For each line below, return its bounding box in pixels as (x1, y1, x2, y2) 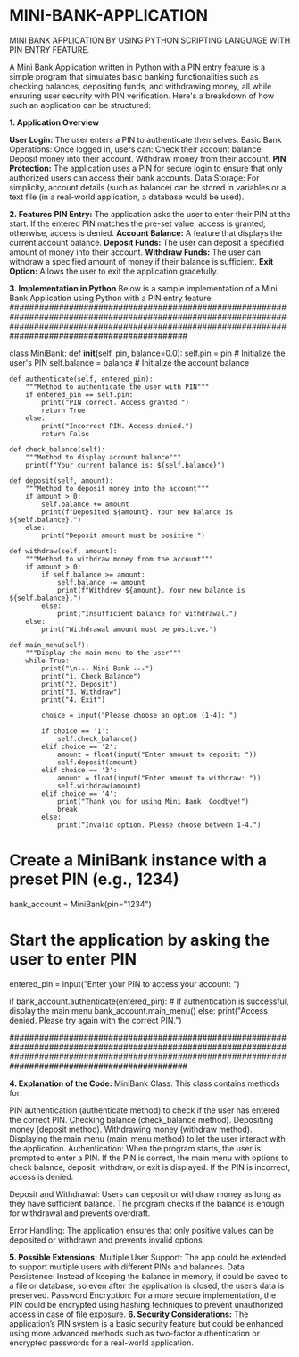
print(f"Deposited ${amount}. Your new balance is (41, 507, 234, 517)
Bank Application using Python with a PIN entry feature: (9, 292, 214, 303)
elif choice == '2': (41, 742, 118, 751)
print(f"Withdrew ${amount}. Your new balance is (56, 586, 245, 594)
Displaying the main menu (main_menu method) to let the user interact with (9, 1133, 286, 1144)
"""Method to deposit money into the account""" (25, 484, 210, 493)
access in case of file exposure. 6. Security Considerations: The (9, 1309, 249, 1319)
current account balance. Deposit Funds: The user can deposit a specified (9, 237, 284, 248)
